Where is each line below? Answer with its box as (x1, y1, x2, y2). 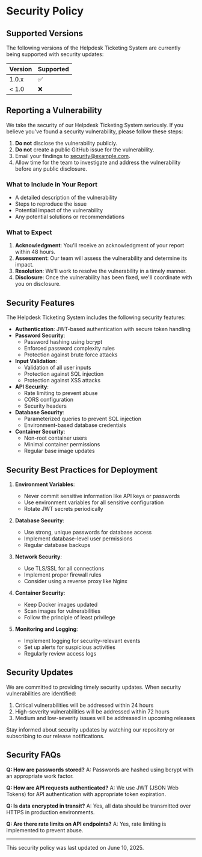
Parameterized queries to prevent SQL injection (23, 415, 142, 423)
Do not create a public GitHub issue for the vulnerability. (14, 146, 155, 153)
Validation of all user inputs (23, 364, 91, 372)
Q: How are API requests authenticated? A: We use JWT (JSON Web (6, 784, 179, 791)
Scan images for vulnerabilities (23, 607, 101, 615)
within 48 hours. (14, 248, 56, 256)
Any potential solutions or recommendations (14, 213, 125, 221)
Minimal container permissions (23, 441, 100, 448)
